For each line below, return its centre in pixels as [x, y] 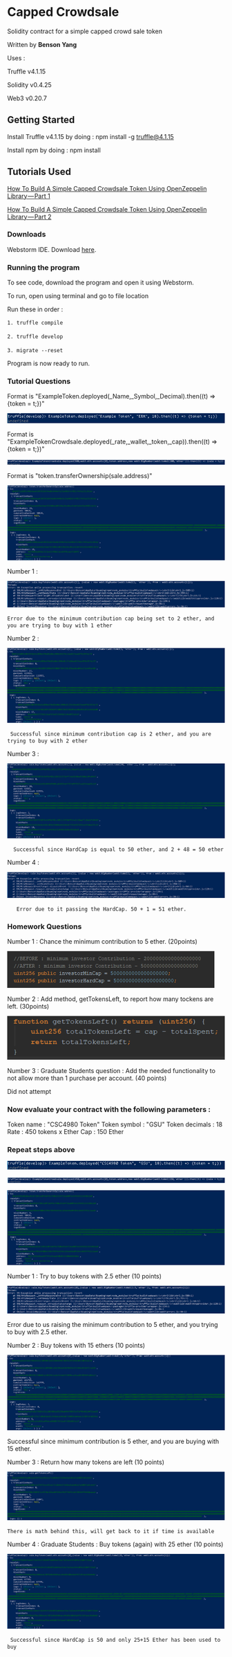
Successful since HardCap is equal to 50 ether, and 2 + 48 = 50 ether [119, 850]
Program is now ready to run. [49, 363]
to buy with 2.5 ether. [37, 1332]
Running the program [43, 267]
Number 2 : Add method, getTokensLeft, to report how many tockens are [110, 999]
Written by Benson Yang [42, 44]
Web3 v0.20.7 [27, 98]
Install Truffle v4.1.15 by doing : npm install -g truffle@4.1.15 [90, 136]
